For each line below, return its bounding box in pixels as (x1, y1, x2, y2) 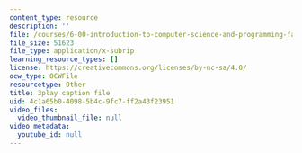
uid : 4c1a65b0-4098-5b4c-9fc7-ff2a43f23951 (9, 96, 175, 106)
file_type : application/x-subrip (9, 47, 135, 56)
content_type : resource (9, 13, 99, 22)
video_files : (9, 105, 58, 114)
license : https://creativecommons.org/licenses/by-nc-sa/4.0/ (9, 64, 247, 73)
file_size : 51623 (9, 38, 75, 48)
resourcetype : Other (9, 80, 87, 89)
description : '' (9, 22, 70, 31)
